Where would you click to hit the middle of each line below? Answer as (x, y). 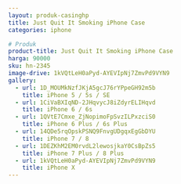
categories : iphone (40, 30)
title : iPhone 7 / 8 (56, 139)
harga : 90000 (29, 59)
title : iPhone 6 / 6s (57, 110)
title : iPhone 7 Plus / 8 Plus (73, 153)
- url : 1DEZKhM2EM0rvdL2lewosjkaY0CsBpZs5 (85, 146)
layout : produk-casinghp (49, 15)
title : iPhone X (49, 168)
